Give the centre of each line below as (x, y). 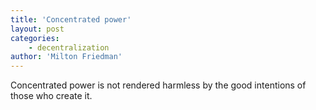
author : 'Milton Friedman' (66, 57)
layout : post (37, 29)
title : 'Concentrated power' (71, 19)
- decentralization (69, 47)
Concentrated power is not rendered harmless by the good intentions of (158, 85)
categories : (35, 38)
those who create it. (51, 96)
